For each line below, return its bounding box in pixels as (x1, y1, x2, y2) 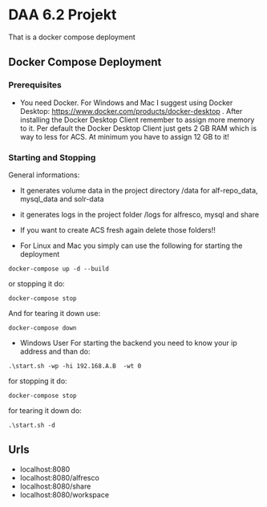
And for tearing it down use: (8, 308, 101, 318)
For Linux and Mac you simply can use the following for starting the (19, 241, 243, 250)
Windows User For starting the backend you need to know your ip (19, 338, 238, 347)
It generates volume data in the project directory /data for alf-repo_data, (19, 185, 258, 195)
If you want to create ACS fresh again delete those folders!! (19, 225, 216, 234)
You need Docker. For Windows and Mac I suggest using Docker (19, 98, 233, 107)
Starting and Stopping (8, 152, 96, 163)
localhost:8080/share (19, 481, 91, 491)
